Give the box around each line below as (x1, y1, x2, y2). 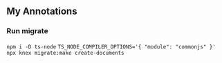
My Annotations (6, 6, 77, 17)
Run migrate (6, 26, 49, 36)
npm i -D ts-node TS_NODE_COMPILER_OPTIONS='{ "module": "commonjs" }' (6, 43, 216, 51)
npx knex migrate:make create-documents (6, 49, 125, 56)
